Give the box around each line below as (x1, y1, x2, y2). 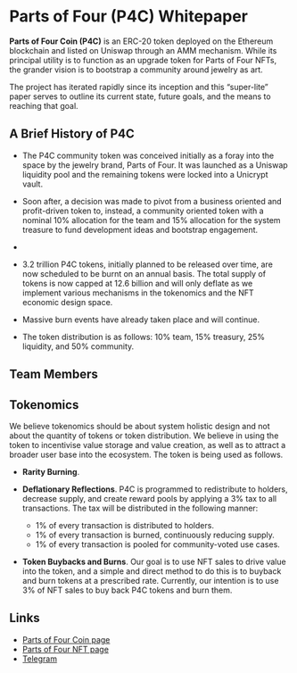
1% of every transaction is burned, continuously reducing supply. (35, 529, 275, 540)
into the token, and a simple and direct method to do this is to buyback (21, 565, 282, 577)
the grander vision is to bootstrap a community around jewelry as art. (9, 64, 263, 75)
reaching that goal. (9, 100, 78, 111)
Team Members (9, 367, 98, 382)
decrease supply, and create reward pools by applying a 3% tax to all (21, 493, 277, 503)
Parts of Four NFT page (21, 644, 110, 654)
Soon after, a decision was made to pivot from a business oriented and (21, 195, 283, 206)
